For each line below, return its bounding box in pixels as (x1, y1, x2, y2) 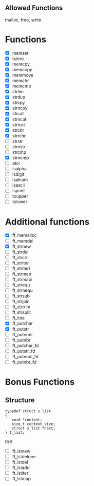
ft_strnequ (12, 287, 33, 293)
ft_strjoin (12, 299, 30, 304)
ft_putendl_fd (12, 353, 39, 359)
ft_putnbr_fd (12, 359, 37, 365)
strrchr (12, 133, 26, 139)
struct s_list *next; (11, 425, 56, 431)
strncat (12, 116, 27, 122)
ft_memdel (12, 238, 34, 243)
